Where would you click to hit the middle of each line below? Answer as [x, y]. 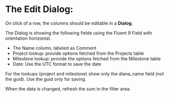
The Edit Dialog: [39, 9]
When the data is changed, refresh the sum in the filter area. [68, 88]
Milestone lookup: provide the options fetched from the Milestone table [87, 58]
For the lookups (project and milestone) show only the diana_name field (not [85, 73]
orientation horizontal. [28, 38]
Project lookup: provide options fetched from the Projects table [78, 53]
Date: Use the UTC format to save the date [57, 64]
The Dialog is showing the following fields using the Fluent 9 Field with [79, 33]
